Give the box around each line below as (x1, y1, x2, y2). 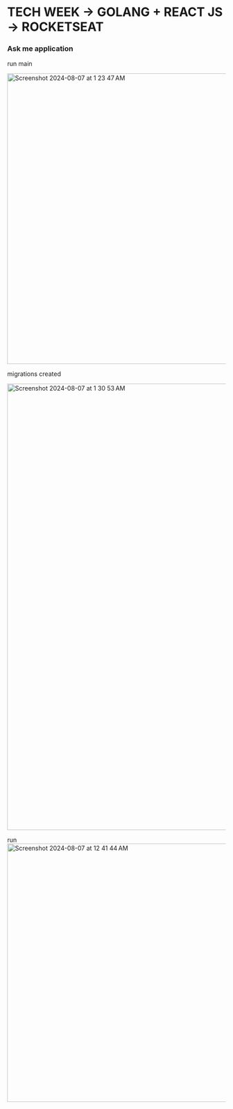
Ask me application (7, 44, 74, 54)
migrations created (7, 370, 61, 378)
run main (7, 60, 33, 68)
